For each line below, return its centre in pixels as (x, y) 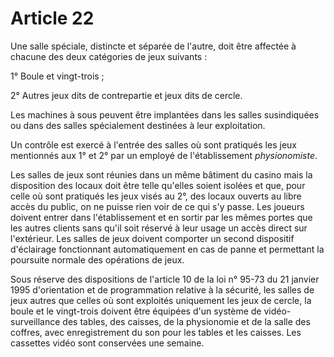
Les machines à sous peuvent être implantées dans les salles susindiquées (165, 114)
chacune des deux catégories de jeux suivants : (109, 56)
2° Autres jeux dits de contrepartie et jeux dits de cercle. (126, 95)
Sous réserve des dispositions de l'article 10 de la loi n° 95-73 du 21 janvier (165, 279)
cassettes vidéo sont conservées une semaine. (107, 343)
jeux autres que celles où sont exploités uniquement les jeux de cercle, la (161, 300)
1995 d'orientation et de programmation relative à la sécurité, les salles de (162, 289)
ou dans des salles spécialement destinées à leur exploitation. (138, 125)
